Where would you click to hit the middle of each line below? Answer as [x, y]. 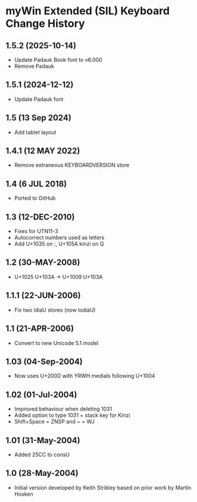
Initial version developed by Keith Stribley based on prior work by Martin [103, 487]
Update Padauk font [39, 99]
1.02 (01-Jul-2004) [41, 395]
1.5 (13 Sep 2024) [39, 118]
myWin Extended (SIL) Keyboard [88, 11]
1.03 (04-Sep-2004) [44, 361]
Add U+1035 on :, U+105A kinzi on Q [59, 244]
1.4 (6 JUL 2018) [36, 183]
